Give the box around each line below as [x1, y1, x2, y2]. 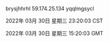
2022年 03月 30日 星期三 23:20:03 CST [5, 17, 104, 24]
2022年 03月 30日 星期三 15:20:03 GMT [5, 30, 104, 37]
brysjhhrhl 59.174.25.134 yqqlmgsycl [5, 5, 95, 12]
